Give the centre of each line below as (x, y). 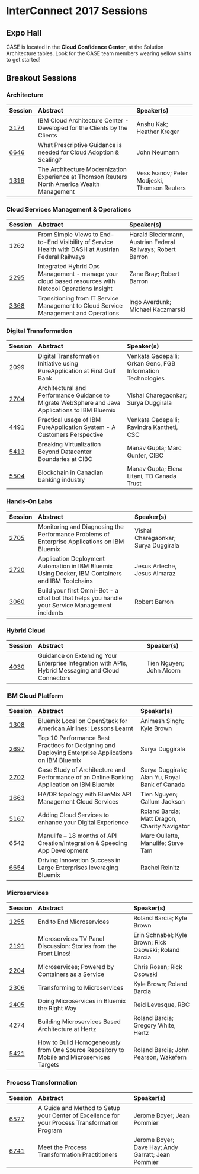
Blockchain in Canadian (71, 472)
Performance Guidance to (74, 395)
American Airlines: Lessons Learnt (86, 728)
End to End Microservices (74, 922)
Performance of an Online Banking (86, 778)
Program (50, 1130)
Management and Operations (79, 313)
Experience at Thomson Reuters (83, 177)
